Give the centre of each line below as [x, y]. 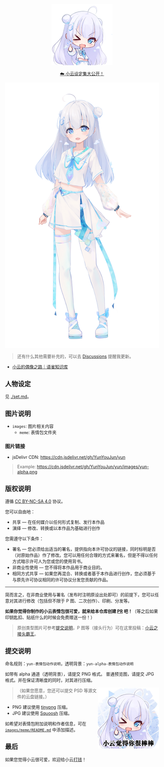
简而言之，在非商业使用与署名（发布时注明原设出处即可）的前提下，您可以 [80, 595]
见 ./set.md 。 [18, 396]
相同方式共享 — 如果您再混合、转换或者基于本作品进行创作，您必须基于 [84, 574]
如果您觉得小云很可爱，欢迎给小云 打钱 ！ [46, 759]
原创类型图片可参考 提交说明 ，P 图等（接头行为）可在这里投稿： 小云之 [87, 628]
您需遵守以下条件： [24, 539]
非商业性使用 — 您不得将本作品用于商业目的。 [58, 568]
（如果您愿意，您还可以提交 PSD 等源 [55, 691]
